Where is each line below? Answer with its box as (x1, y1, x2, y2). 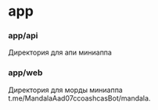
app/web (8, 67, 43, 78)
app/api (8, 30, 38, 41)
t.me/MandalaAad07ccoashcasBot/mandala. (8, 93, 151, 103)
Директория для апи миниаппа (8, 48, 112, 57)
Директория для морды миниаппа (8, 85, 123, 94)
